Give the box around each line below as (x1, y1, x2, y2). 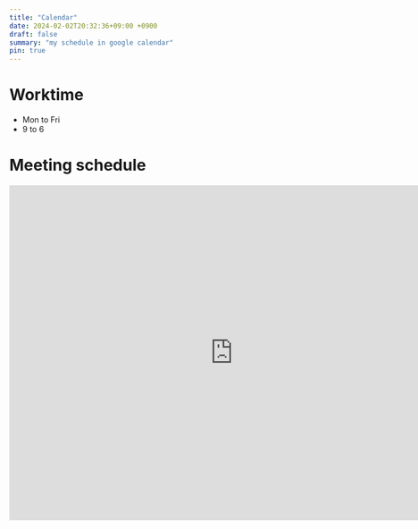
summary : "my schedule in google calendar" (9, 38, 174, 47)
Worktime (9, 85, 84, 105)
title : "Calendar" (9, 13, 78, 22)
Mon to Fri (21, 114, 61, 125)
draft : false (9, 29, 58, 38)
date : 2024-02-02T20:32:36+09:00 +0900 (9, 21, 158, 30)
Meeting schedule (9, 155, 146, 175)
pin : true (9, 46, 46, 55)
